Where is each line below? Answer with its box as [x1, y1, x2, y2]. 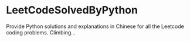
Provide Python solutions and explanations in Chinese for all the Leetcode [6, 23, 185, 30]
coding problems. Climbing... [6, 29, 76, 36]
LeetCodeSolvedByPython [6, 3, 138, 17]
